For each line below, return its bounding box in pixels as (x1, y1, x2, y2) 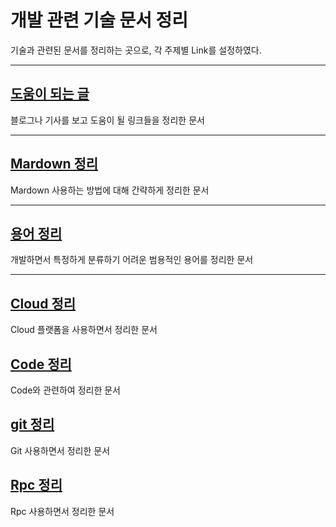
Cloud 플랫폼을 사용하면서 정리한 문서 (10, 324, 158, 336)
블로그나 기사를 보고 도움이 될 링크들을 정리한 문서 (10, 114, 205, 126)
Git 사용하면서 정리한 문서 (10, 444, 111, 456)
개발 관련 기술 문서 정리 (10, 9, 189, 32)
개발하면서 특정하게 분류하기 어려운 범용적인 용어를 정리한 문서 (10, 254, 254, 266)
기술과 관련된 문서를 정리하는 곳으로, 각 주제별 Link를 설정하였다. (10, 44, 262, 56)
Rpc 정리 (10, 477, 63, 494)
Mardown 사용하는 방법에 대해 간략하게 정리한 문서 (10, 184, 210, 196)
